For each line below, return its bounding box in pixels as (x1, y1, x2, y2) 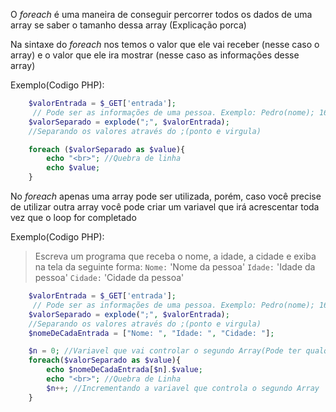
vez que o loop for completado (10, 212, 137, 223)
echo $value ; (46, 163, 101, 173)
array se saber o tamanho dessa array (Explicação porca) (10, 19, 247, 31)
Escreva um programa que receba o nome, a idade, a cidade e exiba (34, 250, 317, 262)
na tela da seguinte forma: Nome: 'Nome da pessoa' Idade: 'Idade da (34, 261, 316, 273)
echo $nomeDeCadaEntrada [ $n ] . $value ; (46, 365, 203, 375)
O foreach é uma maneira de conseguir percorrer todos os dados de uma (10, 9, 313, 20)
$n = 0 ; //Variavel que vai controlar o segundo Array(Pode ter (28, 346, 302, 356)
